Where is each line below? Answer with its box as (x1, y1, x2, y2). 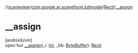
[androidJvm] (5, 37, 33, 43)
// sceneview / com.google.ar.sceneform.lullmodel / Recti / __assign (5, 4, 133, 10)
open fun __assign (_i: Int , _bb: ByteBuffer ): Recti (5, 42, 102, 48)
